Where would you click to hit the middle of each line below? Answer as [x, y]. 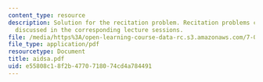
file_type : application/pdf [54, 45]
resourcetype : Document [47, 52]
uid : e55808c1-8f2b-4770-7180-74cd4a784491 [80, 66]
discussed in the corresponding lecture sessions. [99, 30]
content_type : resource [47, 15]
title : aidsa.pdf [36, 59]
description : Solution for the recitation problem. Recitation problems [129, 23]
